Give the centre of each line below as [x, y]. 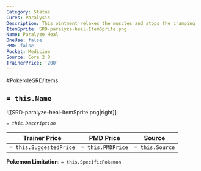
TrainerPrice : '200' [33, 63]
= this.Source [155, 148]
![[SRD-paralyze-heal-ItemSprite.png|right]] [62, 113]
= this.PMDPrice [104, 148]
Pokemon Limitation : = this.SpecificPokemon [64, 162]
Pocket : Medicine [28, 52]
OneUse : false [24, 40]
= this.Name [29, 98]
